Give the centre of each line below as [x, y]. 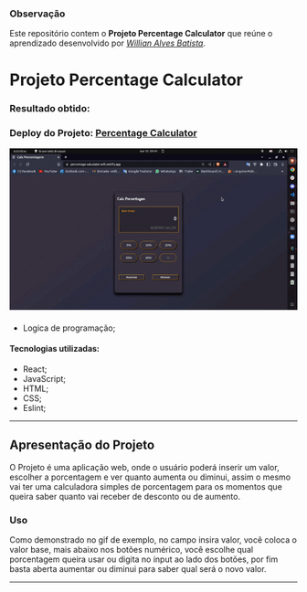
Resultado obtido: [50, 109]
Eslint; [34, 407]
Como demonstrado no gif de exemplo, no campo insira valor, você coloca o [153, 540]
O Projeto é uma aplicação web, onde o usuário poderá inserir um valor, [145, 467]
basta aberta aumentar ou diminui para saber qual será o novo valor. [138, 569]
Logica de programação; [69, 328]
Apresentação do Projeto [82, 445]
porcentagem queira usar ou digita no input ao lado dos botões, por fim [144, 559]
